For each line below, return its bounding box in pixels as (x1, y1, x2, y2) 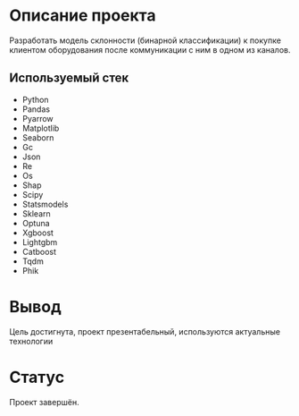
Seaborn (21, 132, 54, 143)
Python (21, 94, 49, 105)
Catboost (21, 246, 56, 257)
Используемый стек (9, 71, 129, 86)
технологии (9, 335, 54, 346)
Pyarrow (21, 113, 54, 123)
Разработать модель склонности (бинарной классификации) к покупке (9, 35, 281, 46)
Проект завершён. (9, 396, 79, 407)
